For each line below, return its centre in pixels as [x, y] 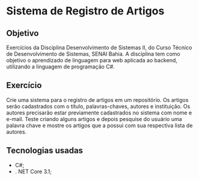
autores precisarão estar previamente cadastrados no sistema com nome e [99, 113]
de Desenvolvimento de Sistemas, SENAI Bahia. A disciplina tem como [93, 54]
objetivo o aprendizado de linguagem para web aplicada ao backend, [92, 60]
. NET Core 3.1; [33, 171]
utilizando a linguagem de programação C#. [61, 67]
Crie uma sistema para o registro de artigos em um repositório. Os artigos [97, 99]
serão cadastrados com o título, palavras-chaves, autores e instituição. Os [98, 106]
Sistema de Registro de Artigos [85, 11]
